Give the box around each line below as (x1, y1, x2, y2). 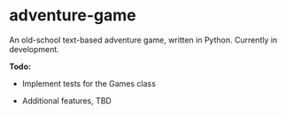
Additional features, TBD (21, 95, 112, 106)
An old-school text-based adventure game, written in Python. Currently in (9, 34, 278, 45)
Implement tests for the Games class (21, 78, 157, 88)
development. (9, 43, 59, 54)
